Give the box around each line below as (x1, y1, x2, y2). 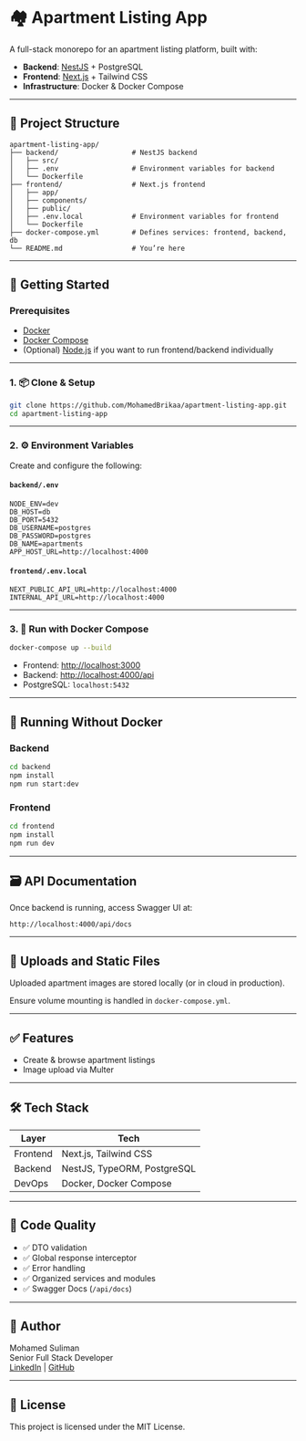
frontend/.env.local (9, 567, 88, 576)
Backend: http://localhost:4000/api (22, 670, 155, 681)
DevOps (14, 1176, 49, 1189)
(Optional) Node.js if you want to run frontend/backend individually (22, 344, 274, 356)
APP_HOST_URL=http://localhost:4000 (9, 547, 148, 557)
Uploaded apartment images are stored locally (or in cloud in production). (9, 977, 285, 988)
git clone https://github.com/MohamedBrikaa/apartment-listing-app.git (9, 401, 287, 410)
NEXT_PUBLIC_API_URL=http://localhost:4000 (9, 585, 178, 594)
